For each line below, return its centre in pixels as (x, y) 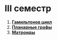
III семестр (28, 9)
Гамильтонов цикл (32, 22)
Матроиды (23, 32)
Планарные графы (32, 27)
